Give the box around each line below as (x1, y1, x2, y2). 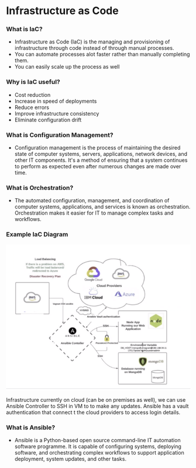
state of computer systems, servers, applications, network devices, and (14, 151, 188, 158)
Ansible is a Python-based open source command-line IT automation (14, 437, 181, 444)
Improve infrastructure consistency (14, 110, 99, 117)
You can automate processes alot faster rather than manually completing (14, 51, 190, 58)
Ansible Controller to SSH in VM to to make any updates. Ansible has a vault (6, 402, 189, 409)
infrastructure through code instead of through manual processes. (14, 45, 174, 52)
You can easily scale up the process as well (14, 63, 120, 70)
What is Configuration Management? (6, 131, 114, 139)
